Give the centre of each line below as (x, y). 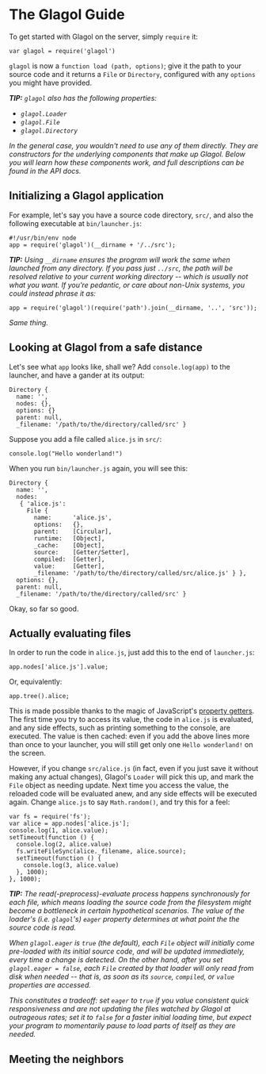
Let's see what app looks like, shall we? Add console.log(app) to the (120, 366)
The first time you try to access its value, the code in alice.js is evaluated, (131, 719)
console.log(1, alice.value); (59, 830)
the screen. (28, 753)
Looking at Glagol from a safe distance (106, 348)
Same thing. (28, 322)
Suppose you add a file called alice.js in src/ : (85, 439)
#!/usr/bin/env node (43, 238)
